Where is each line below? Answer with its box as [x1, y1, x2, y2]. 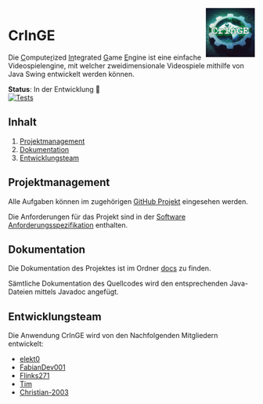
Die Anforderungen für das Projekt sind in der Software [8, 212, 186, 221]
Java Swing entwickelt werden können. [8, 69, 135, 78]
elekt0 [19, 355, 41, 364]
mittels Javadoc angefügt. [34, 287, 119, 297]
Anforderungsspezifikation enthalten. [8, 220, 128, 230]
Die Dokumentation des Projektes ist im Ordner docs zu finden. [8, 264, 211, 273]
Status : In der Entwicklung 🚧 [8, 84, 100, 93]
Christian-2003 [19, 388, 69, 397]
